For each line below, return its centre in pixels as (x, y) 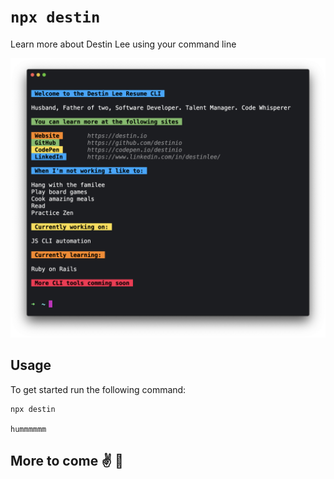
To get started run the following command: (98, 389)
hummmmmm (28, 429)
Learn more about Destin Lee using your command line (123, 44)
